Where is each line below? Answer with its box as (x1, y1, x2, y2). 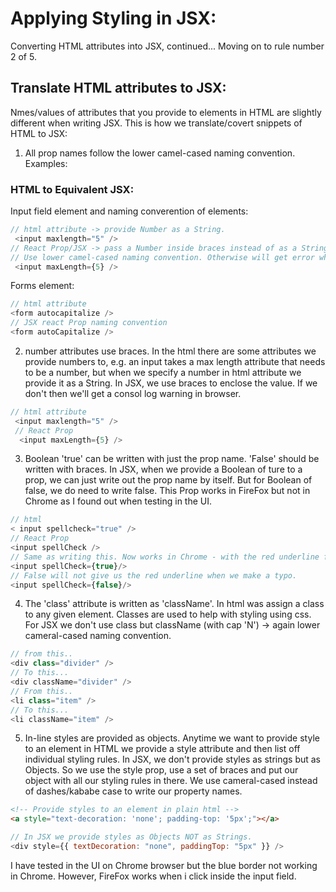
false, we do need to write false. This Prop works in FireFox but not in (24, 485, 311, 497)
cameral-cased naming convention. (24, 630, 172, 642)
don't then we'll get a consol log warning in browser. (24, 387, 242, 399)
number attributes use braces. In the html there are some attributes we (24, 345, 317, 357)
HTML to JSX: (10, 127, 68, 139)
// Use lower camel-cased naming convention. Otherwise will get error (10, 252, 315, 262)
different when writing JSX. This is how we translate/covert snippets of (10, 117, 303, 129)
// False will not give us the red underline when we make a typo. (10, 570, 298, 581)
